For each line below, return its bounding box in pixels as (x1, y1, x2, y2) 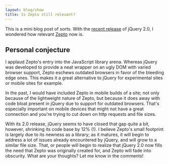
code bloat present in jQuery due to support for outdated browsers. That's (5, 101, 160, 107)
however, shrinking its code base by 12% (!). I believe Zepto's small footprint (5, 126, 164, 132)
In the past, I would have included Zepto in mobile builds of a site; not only (5, 90, 160, 96)
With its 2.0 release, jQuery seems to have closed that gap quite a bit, (5, 121, 150, 127)
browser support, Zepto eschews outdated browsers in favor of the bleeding (5, 70, 164, 76)
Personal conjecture (5, 46, 71, 54)
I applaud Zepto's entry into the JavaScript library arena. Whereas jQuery (5, 59, 157, 65)
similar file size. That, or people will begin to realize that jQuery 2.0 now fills (5, 142, 162, 148)
